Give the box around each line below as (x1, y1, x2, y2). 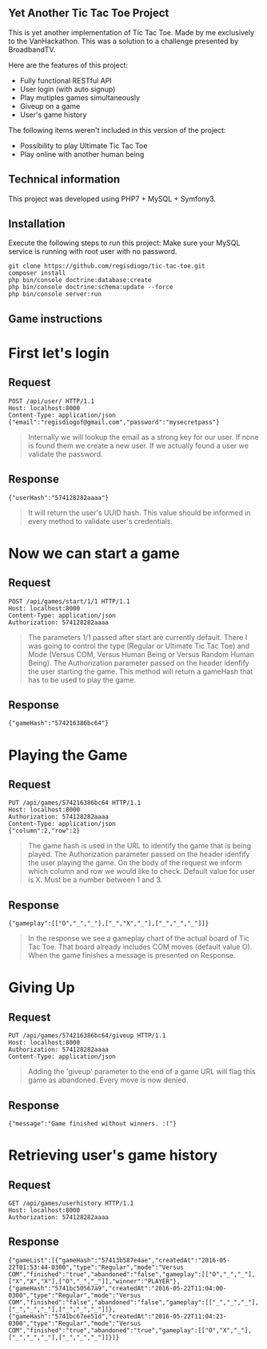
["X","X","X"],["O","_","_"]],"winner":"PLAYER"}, (8, 1277, 181, 1285)
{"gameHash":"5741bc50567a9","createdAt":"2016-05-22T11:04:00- (8, 1284, 227, 1292)
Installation (8, 217, 66, 231)
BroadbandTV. (8, 44, 56, 54)
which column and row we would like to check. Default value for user (27, 867, 256, 876)
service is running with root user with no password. (8, 247, 177, 256)
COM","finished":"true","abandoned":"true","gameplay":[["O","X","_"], (8, 1326, 252, 1335)
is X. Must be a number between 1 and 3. (27, 875, 162, 884)
